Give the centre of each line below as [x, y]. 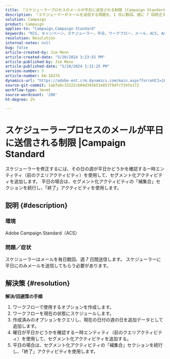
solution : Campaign [26, 19]
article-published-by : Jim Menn [39, 62]
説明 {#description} [37, 205]
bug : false [17, 48]
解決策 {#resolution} [38, 283]
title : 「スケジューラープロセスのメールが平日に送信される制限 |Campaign [75, 10]
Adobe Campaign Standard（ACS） [42, 233]
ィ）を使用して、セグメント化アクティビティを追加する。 [72, 338]
